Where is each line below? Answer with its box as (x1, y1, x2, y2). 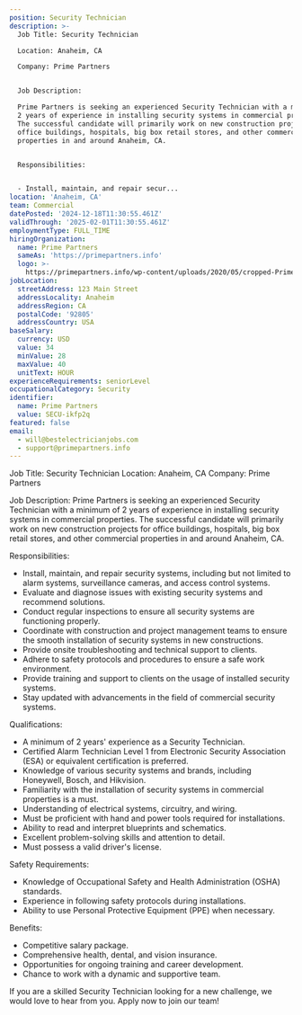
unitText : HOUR (17, 368, 75, 378)
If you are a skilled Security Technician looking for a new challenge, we (9, 986, 272, 997)
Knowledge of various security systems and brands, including (22, 765, 252, 776)
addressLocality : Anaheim (17, 293, 115, 302)
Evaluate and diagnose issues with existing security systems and (22, 587, 263, 598)
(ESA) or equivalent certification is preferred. (22, 756, 189, 767)
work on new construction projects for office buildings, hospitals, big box (9, 523, 280, 535)
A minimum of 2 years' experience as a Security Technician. (22, 736, 245, 747)
